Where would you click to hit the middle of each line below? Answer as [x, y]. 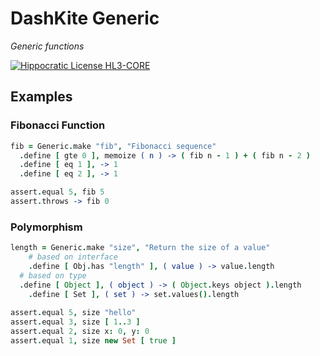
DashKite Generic [85, 18]
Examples [41, 97]
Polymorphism [46, 227]
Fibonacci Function [58, 125]
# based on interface [73, 257]
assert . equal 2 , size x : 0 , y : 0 [80, 332]
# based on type [53, 275]
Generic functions [47, 46]
